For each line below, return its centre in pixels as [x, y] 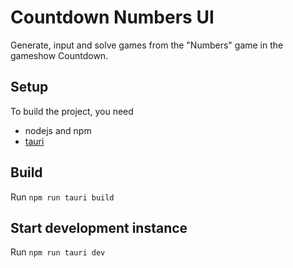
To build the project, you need [72, 111]
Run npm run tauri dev [58, 252]
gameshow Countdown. [59, 55]
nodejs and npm [58, 130]
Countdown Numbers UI [112, 17]
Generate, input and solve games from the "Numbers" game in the [147, 45]
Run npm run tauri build [62, 197]
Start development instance [99, 227]
